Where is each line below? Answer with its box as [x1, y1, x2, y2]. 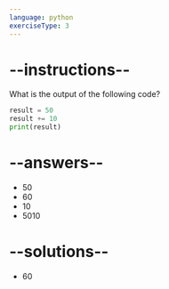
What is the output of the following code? [9, 89, 161, 100]
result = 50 [9, 106, 53, 116]
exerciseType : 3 [9, 21, 69, 30]
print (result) [9, 123, 62, 132]
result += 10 [9, 115, 58, 124]
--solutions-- [9, 242, 109, 262]
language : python [9, 12, 74, 22]
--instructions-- [9, 60, 131, 80]
